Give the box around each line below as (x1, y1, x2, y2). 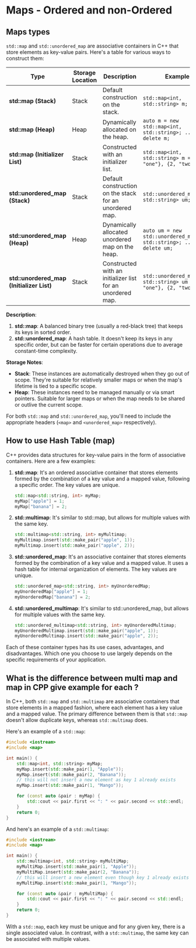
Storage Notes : (6, 359, 44, 366)
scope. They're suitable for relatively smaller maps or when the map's (14, 376, 183, 383)
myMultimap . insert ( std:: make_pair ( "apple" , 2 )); (14, 543, 135, 548)
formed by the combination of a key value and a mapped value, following (14, 475, 190, 482)
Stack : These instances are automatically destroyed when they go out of (14, 370, 190, 377)
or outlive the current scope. (14, 401, 83, 408)
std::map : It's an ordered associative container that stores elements (14, 469, 178, 476)
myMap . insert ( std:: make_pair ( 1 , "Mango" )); (16, 783, 124, 789)
